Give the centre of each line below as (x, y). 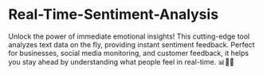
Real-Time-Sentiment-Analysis (114, 15)
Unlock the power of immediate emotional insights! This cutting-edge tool (129, 36)
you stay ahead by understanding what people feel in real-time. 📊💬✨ (122, 61)
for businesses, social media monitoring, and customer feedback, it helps (129, 53)
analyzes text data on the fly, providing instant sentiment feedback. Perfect (131, 44)
